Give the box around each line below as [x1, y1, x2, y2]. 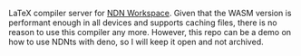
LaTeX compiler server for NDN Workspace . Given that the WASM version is [8, 8, 292, 18]
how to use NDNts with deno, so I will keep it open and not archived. [8, 36, 264, 47]
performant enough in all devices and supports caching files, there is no [8, 17, 277, 28]
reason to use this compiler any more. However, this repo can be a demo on [8, 27, 292, 37]
